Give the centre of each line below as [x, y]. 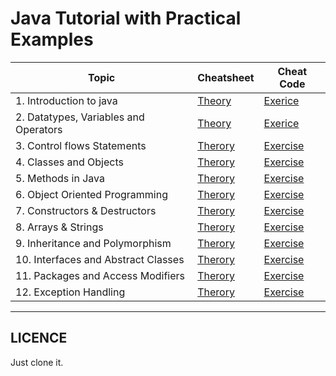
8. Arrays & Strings [59, 227]
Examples [52, 39]
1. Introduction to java [66, 100]
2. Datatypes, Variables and [80, 117]
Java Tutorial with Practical [126, 18]
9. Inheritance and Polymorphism [93, 243]
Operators [39, 129]
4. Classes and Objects [69, 162]
